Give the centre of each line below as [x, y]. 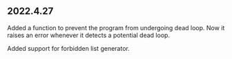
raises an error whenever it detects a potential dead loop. [89, 35]
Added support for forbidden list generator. [68, 48]
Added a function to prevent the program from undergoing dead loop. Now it [116, 27]
